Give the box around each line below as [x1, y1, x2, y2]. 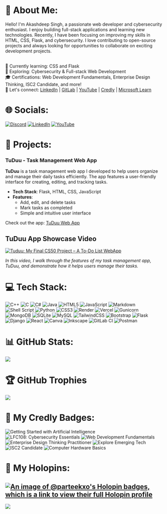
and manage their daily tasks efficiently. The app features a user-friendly [5, 174, 156, 180]
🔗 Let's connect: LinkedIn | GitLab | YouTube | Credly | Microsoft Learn [5, 87, 152, 93]
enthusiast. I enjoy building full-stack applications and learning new [5, 26, 145, 32]
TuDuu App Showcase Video [5, 234, 97, 243]
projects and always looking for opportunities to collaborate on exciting [5, 42, 152, 48]
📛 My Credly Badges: [5, 412, 95, 423]
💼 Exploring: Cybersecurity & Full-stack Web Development [5, 68, 126, 75]
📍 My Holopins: [5, 463, 70, 474]
